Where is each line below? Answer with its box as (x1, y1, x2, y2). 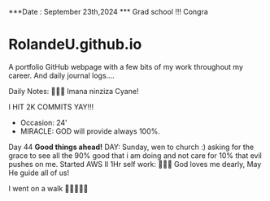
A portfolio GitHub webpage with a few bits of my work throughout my (8, 62, 244, 71)
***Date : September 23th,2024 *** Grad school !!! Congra (8, 7, 209, 16)
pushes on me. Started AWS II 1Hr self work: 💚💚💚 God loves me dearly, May (8, 159, 262, 169)
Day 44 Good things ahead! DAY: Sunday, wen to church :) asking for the (8, 142, 255, 152)
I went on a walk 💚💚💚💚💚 (8, 183, 89, 193)
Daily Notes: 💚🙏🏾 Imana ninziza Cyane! (8, 86, 139, 96)
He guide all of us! (8, 168, 70, 177)
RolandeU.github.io (8, 36, 142, 53)
